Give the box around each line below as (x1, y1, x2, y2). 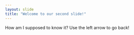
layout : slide (5, 7, 34, 12)
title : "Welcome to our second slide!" (5, 12, 87, 16)
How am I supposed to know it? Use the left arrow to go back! (5, 24, 130, 30)
